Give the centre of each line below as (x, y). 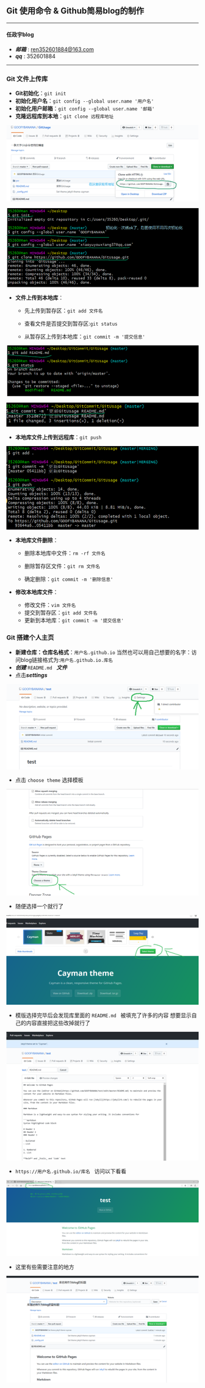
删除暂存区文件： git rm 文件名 (62, 566)
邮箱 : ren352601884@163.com (55, 49)
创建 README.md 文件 (41, 667)
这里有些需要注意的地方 (45, 1267)
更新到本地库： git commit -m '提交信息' (74, 620)
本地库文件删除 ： (37, 540)
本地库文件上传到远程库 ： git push (58, 437)
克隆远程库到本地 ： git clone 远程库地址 (64, 116)
